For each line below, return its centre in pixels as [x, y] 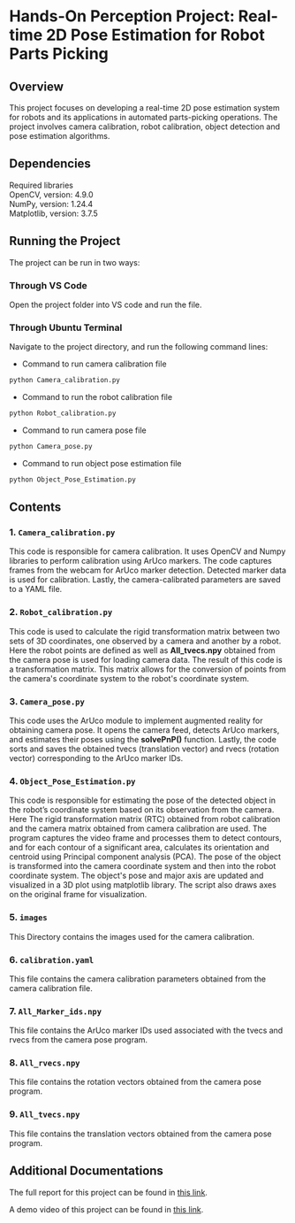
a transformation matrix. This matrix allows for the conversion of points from [148, 669]
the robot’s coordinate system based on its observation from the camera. [142, 810]
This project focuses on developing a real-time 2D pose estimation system [144, 108]
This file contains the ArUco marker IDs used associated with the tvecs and [146, 1031]
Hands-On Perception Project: [122, 16]
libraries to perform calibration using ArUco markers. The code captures [140, 561]
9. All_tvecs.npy [45, 1114]
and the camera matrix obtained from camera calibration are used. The [138, 828]
